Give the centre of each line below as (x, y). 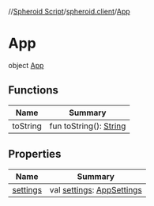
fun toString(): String (88, 126)
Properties (35, 154)
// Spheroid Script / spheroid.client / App (69, 11)
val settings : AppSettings (96, 189)
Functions (34, 90)
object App (26, 65)
